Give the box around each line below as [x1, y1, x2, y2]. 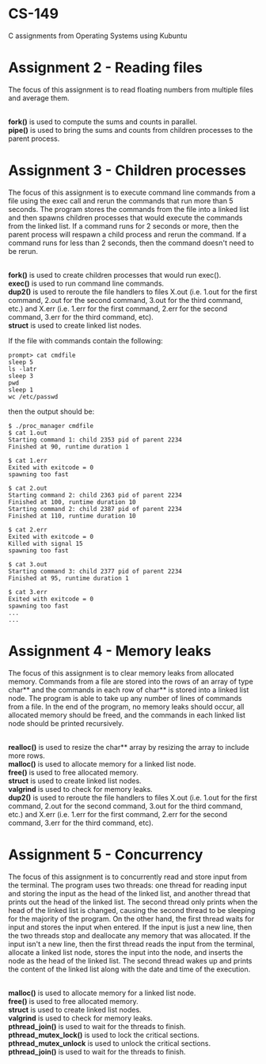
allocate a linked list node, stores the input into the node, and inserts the [8, 947, 244, 957]
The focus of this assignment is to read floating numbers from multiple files [8, 85, 253, 94]
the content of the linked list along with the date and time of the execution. [8, 964, 251, 974]
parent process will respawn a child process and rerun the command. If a [8, 229, 247, 239]
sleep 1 [8, 385, 34, 394]
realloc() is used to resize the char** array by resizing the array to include [8, 742, 249, 752]
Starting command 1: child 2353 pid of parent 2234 [8, 436, 182, 444]
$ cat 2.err [8, 525, 47, 534]
